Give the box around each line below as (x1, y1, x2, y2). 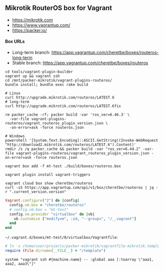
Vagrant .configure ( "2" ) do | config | (5, 198, 80, 203)
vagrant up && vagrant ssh (5, 74, 60, 79)
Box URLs (5, 39, 25, 45)
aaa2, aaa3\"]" (5, 261, 36, 266)
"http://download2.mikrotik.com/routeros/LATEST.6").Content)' (5, 142, 137, 148)
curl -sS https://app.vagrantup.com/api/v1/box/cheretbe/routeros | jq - (5, 185, 159, 190)
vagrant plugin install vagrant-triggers (5, 172, 91, 177)
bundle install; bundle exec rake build (5, 82, 89, 87)
